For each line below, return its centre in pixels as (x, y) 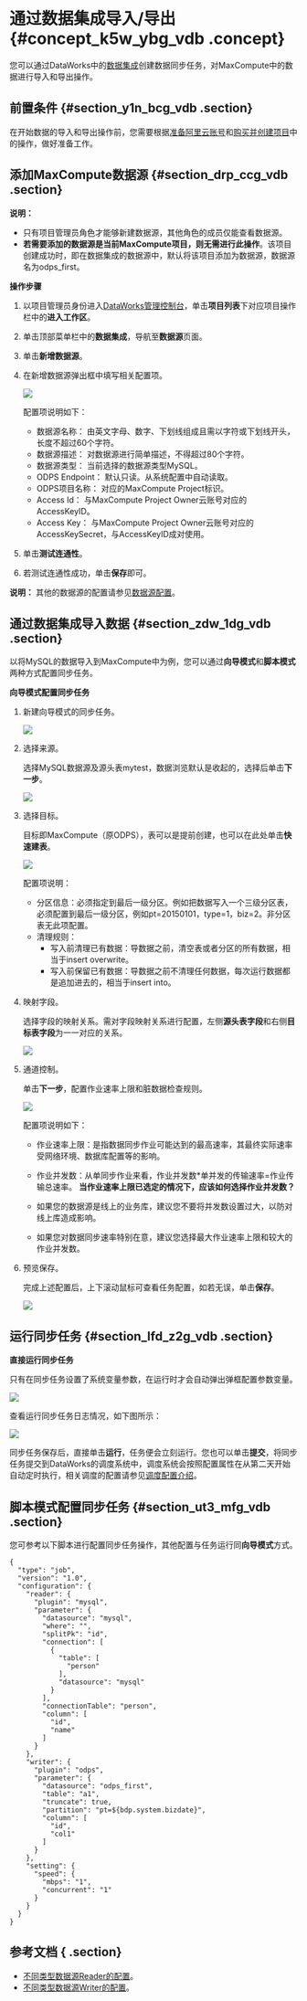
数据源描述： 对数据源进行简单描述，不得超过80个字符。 (143, 454)
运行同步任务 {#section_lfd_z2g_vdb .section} (142, 1336)
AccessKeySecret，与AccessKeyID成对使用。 (122, 534)
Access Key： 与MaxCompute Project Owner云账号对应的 (145, 523)
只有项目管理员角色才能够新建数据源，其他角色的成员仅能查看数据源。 (155, 232)
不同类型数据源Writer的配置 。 (78, 1987)
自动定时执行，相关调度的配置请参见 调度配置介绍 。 (106, 1476)
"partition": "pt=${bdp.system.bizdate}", (124, 1810)
